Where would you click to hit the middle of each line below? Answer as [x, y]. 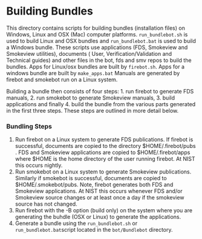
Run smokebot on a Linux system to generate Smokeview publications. [103, 172]
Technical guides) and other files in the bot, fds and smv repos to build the [99, 60]
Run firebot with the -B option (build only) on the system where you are [103, 210]
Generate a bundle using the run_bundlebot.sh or [76, 223]
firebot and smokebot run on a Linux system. [62, 79]
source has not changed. [46, 204]
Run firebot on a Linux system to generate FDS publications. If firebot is [104, 140]
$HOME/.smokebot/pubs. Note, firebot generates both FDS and [94, 185]
